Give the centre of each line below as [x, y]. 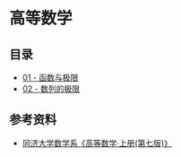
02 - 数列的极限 [51, 89]
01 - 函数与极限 [50, 78]
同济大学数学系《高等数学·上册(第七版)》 [97, 143]
